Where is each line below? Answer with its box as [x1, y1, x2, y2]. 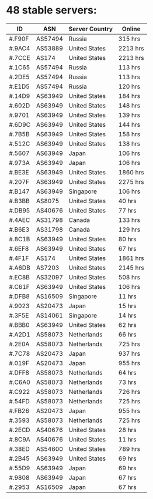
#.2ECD [9, 426, 30, 434]
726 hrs [118, 387, 141, 396]
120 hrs [118, 82, 141, 90]
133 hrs [118, 215, 141, 224]
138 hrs [118, 139, 141, 147]
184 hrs [118, 92, 141, 100]
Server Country [68, 25, 113, 33]
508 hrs [118, 273, 141, 281]
